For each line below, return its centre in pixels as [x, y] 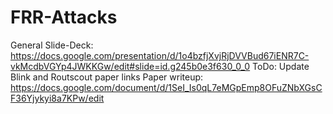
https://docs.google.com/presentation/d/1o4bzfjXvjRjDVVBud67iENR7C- [160, 55]
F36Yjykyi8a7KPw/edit [57, 98]
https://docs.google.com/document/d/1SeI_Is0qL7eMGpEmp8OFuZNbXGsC [166, 87]
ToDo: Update [281, 66]
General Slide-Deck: [52, 45]
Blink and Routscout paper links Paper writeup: [107, 77]
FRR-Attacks [64, 17]
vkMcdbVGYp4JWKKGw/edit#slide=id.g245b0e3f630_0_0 [130, 66]
